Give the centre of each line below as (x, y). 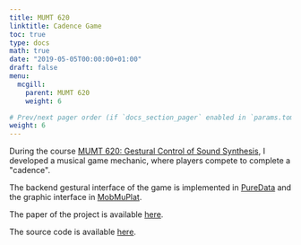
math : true (30, 51)
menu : (19, 76)
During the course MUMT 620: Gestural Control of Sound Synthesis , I (138, 151)
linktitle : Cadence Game (56, 26)
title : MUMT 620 (39, 17)
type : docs (30, 43)
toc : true (28, 34)
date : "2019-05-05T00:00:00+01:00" (76, 59)
